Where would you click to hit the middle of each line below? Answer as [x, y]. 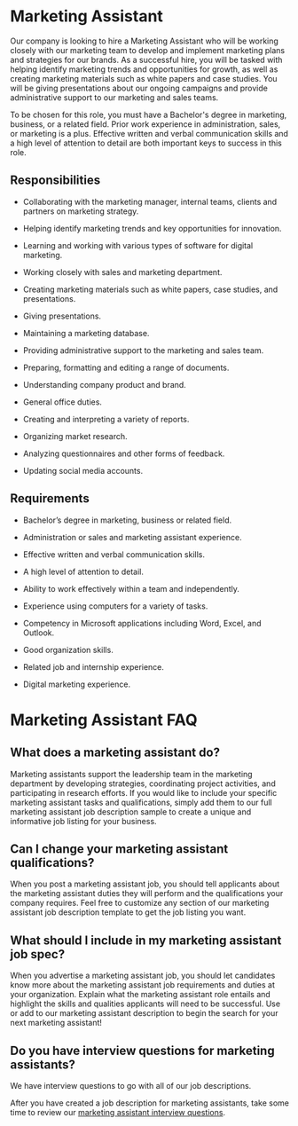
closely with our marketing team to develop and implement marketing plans [148, 50]
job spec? [38, 954]
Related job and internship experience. [94, 666]
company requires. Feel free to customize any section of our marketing [140, 903]
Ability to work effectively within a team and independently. [131, 588]
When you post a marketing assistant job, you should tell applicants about [145, 884]
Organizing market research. [75, 436]
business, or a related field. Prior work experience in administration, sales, [145, 124]
